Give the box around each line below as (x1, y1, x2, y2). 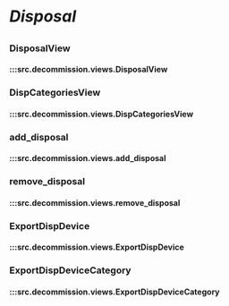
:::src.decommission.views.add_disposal (9, 153, 167, 164)
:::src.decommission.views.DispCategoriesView (9, 108, 194, 119)
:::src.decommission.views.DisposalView (9, 64, 168, 75)
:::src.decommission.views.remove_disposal (9, 197, 181, 208)
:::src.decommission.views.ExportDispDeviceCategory (9, 286, 220, 297)
